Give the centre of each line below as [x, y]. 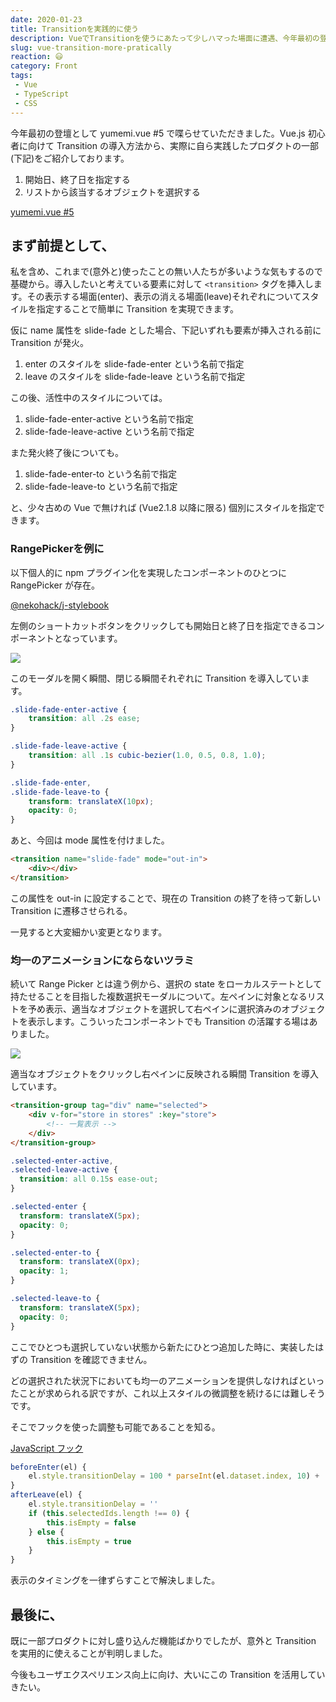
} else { [46, 1532]
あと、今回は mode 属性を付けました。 [90, 840]
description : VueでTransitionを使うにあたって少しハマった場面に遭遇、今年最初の [165, 38]
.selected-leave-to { [55, 1299]
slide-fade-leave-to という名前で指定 [101, 487]
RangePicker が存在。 [55, 585]
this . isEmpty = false [91, 1522]
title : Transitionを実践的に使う [74, 29]
